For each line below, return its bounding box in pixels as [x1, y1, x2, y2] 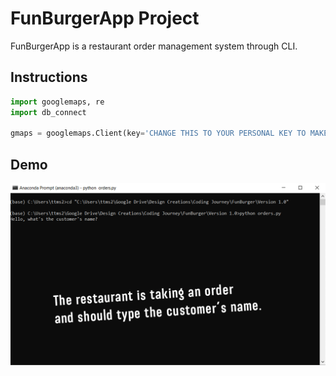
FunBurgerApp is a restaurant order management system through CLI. [10, 40, 298, 52]
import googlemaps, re [10, 97, 105, 107]
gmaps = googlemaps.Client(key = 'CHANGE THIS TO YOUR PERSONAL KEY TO [10, 128, 307, 139]
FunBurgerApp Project [10, 7, 200, 30]
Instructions [10, 69, 88, 86]
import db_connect [10, 107, 87, 117]
